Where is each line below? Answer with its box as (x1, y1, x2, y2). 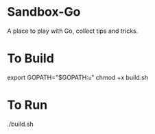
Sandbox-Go (7, 4, 81, 20)
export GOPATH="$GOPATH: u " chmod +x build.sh (7, 73, 149, 81)
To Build (7, 51, 55, 66)
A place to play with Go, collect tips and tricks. (7, 27, 139, 35)
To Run (7, 97, 48, 113)
